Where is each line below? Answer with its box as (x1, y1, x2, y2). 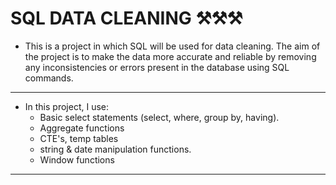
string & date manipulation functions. (39, 143, 192, 155)
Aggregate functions (39, 122, 125, 134)
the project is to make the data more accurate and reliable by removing (24, 50, 317, 62)
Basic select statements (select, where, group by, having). (39, 111, 280, 123)
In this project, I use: (24, 100, 110, 112)
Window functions (39, 153, 115, 166)
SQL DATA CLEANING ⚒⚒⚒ (10, 7, 243, 30)
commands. (24, 72, 74, 84)
